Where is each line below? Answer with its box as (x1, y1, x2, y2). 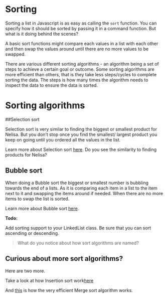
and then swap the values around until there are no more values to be (5, 46, 149, 52)
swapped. (5, 51, 26, 57)
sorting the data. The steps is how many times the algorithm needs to (5, 77, 148, 83)
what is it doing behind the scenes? (5, 31, 79, 37)
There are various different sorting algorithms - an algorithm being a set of (5, 61, 159, 67)
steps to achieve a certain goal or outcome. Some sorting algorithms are (5, 66, 154, 72)
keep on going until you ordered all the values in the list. (5, 136, 121, 142)
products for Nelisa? (5, 152, 47, 158)
